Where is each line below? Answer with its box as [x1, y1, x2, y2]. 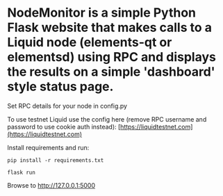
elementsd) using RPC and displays [7, 49, 217, 65]
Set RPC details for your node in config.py [7, 101, 127, 110]
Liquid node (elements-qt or [7, 35, 172, 50]
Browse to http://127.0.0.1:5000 [7, 181, 96, 189]
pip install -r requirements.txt [7, 156, 104, 164]
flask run [7, 169, 36, 176]
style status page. [7, 79, 114, 95]
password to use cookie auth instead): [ [7, 122, 121, 131]
